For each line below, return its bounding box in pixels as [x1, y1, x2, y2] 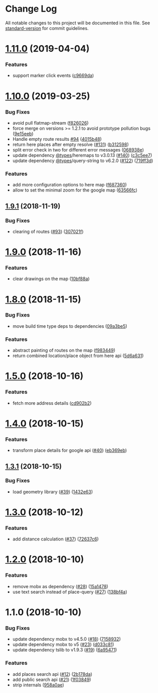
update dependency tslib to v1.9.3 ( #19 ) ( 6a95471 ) [12, 647, 117, 653]
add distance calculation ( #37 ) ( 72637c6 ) [12, 536, 99, 542]
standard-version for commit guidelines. [5, 25, 89, 31]
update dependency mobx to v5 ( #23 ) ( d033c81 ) [12, 641, 115, 647]
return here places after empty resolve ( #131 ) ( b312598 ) [12, 141, 129, 147]
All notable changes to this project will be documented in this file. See [5, 20, 150, 26]
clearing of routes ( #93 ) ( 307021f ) [12, 228, 84, 235]
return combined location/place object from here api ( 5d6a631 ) [12, 353, 144, 359]
